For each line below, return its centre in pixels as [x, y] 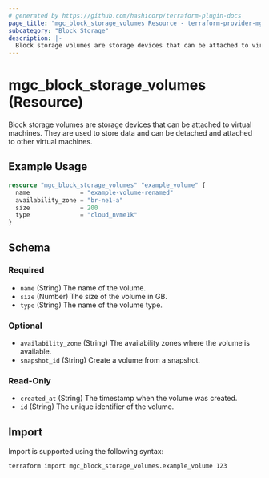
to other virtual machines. [50, 142]
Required [26, 270]
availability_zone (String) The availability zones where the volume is [135, 343]
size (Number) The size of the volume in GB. [94, 296]
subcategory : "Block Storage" [59, 30]
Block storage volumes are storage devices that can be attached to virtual [130, 124]
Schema [29, 247]
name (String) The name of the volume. [83, 288]
